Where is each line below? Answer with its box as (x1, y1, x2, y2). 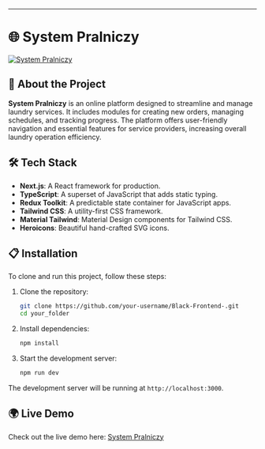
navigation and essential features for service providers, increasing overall (8, 123, 247, 133)
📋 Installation (8, 247, 78, 260)
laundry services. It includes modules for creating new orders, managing (8, 107, 244, 116)
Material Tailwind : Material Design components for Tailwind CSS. (19, 214, 233, 224)
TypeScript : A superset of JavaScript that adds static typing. (19, 189, 218, 198)
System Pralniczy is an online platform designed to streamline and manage (8, 98, 253, 108)
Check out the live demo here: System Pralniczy (8, 432, 164, 441)
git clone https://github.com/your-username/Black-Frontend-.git (19, 302, 239, 311)
